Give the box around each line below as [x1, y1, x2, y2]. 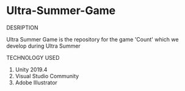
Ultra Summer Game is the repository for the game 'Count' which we [6, 35, 179, 43]
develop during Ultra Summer [6, 42, 81, 49]
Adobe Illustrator [15, 79, 58, 86]
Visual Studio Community [15, 72, 79, 79]
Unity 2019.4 [15, 65, 48, 73]
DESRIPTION [6, 24, 38, 31]
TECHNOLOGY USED [6, 54, 60, 61]
